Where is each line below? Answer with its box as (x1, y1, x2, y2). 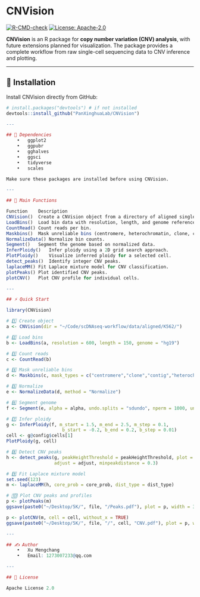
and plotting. (6, 54, 37, 61)
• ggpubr (17, 143, 44, 149)
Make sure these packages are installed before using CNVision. (6, 176, 169, 182)
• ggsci (17, 154, 42, 160)
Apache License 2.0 (6, 585, 55, 591)
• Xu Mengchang (17, 547, 60, 553)
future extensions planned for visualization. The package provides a (6, 42, 173, 49)
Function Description (6, 208, 68, 214)
